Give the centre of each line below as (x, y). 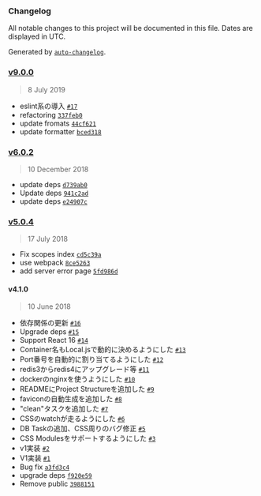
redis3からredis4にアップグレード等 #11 (84, 370)
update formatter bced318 (60, 131)
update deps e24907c (54, 201)
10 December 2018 (58, 169)
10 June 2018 (49, 306)
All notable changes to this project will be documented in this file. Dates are (131, 28)
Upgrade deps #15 (49, 332)
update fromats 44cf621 (58, 123)
